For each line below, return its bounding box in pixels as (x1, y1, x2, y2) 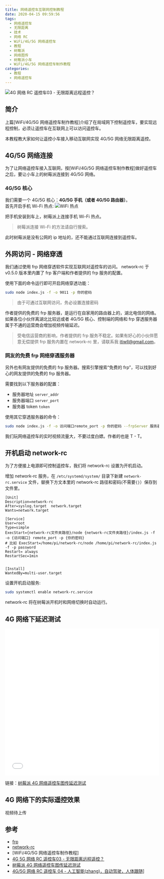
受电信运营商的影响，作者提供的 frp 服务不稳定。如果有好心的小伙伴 (17, 333, 154, 338)
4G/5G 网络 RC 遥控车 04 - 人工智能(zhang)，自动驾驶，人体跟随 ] (12, 868, 145, 874)
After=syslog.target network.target (5, 504, 82, 509)
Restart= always (5, 549, 38, 554)
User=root (5, 521, 25, 526)
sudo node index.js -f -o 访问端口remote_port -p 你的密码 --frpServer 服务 (5, 424, 158, 428)
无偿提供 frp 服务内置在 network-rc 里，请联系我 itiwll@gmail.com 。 (21, 339, 158, 345)
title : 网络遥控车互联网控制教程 (5, 7, 64, 12)
